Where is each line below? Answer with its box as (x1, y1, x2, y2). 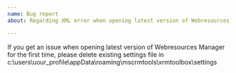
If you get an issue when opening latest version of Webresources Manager (7, 43, 225, 51)
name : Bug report (7, 10, 59, 18)
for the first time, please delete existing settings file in (7, 50, 164, 59)
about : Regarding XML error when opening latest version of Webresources (7, 17, 230, 24)
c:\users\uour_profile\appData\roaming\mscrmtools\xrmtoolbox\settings (7, 57, 218, 66)
